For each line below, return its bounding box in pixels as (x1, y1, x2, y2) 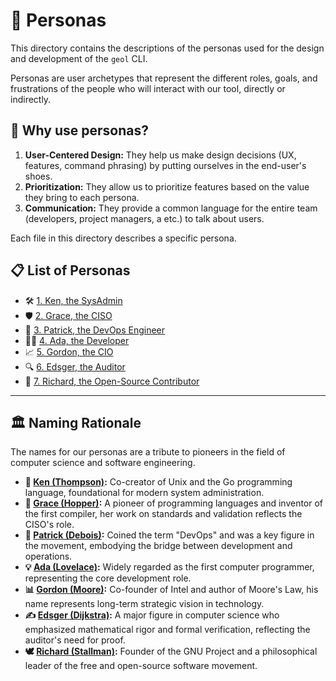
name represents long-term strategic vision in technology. (24, 598, 265, 610)
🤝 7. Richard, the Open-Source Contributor (24, 375, 200, 387)
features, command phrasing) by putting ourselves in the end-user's (24, 159, 307, 171)
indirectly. (10, 93, 52, 105)
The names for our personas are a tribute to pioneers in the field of (10, 446, 286, 458)
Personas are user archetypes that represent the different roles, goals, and (10, 72, 318, 84)
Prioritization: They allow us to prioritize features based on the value (24, 180, 310, 193)
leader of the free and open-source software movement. (24, 660, 258, 672)
